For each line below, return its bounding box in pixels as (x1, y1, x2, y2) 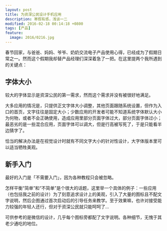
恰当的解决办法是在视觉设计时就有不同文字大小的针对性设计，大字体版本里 (5, 138, 158, 144)
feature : (5, 30, 23, 35)
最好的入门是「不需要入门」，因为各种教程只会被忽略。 (5, 174, 116, 180)
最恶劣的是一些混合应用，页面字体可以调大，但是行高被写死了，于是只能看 (5, 121, 158, 127)
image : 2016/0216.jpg (9, 35, 55, 40)
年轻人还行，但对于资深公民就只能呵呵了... (22, 204, 109, 210)
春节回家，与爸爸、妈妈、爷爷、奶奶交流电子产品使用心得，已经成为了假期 (5, 49, 158, 55)
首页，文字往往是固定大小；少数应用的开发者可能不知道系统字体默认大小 (13, 109, 162, 115)
